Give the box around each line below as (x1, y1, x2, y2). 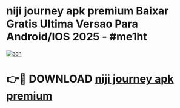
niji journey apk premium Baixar (6, 4, 169, 18)
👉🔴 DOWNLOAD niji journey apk (6, 72, 174, 86)
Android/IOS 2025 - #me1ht (6, 30, 147, 43)
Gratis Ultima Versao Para (6, 17, 138, 31)
